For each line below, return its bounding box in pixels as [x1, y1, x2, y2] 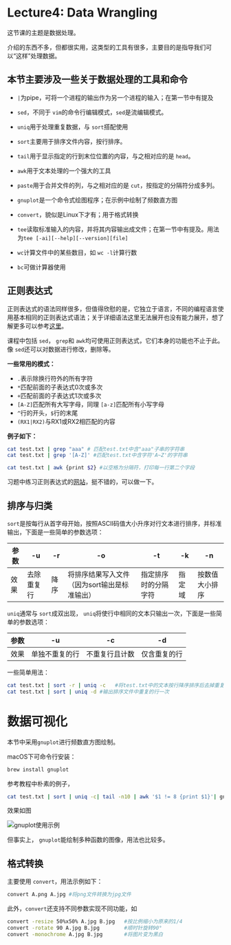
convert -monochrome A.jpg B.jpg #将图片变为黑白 [7, 931, 164, 937]
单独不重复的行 [31, 649, 80, 659]
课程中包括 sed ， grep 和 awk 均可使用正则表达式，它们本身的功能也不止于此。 [7, 336, 224, 345]
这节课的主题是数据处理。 [7, 28, 80, 36]
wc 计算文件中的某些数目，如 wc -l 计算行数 [16, 248, 137, 256]
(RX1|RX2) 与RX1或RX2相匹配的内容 [16, 417, 115, 425]
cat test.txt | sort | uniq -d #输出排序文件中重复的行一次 [7, 688, 170, 695]
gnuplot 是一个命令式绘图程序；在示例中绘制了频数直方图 [16, 195, 177, 204]
